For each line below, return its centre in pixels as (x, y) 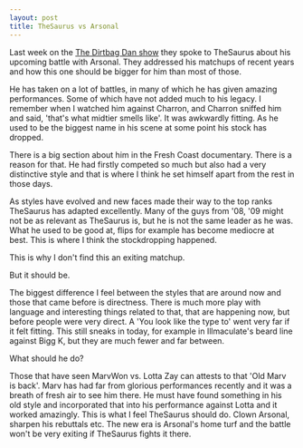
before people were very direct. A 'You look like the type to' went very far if (150, 321)
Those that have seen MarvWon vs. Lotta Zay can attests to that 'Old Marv (148, 375)
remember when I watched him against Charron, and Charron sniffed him (146, 108)
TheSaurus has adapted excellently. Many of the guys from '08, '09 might (147, 210)
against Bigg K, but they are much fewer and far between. (117, 340)
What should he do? (47, 358)
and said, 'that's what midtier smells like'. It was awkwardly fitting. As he (144, 118)
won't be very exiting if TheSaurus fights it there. (100, 433)
